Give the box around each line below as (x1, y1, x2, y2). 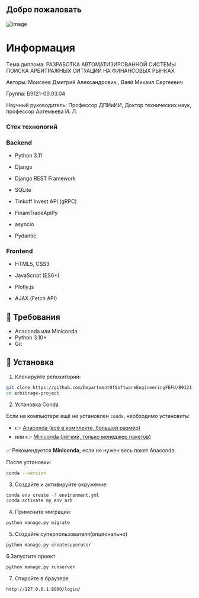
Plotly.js (14, 284, 34, 291)
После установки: (6, 458, 52, 465)
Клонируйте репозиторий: (14, 373, 81, 380)
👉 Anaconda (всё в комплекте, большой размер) (14, 424, 141, 431)
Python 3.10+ (14, 334, 47, 341)
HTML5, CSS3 (14, 261, 50, 268)
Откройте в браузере (14, 574, 69, 582)
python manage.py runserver (6, 564, 76, 570)
